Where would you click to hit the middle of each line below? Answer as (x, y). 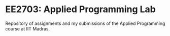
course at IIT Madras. (27, 28)
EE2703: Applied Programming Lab (80, 9)
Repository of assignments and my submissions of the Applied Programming (85, 23)
